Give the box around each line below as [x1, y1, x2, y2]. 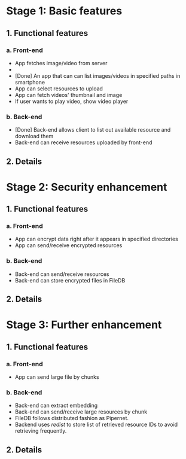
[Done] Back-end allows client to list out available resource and [14, 126, 171, 133]
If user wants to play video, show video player [14, 98, 129, 105]
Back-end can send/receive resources [14, 270, 109, 278]
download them [14, 133, 54, 140]
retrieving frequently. [14, 427, 67, 434]
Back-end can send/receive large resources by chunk [14, 408, 148, 415]
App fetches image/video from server [14, 59, 108, 66]
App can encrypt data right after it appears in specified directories [14, 235, 178, 243]
